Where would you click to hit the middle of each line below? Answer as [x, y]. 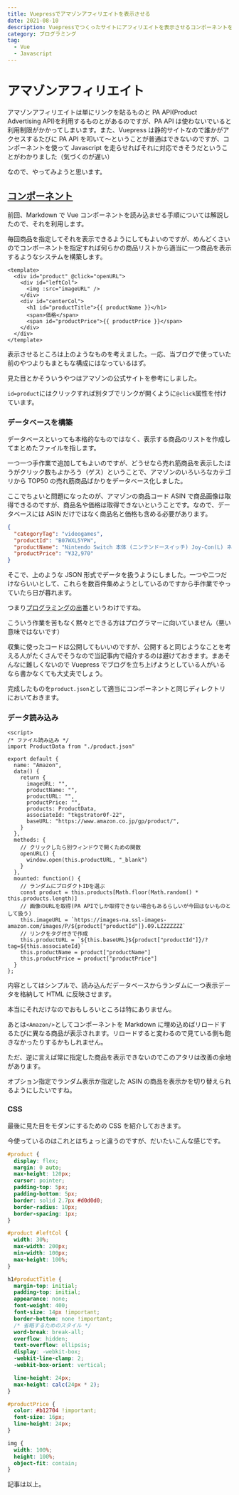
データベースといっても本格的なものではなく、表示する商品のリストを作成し [119, 439]
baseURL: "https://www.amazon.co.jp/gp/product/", [103, 822]
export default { [33, 759]
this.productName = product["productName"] [86, 953]
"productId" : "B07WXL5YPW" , [55, 540]
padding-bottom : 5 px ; [46, 1194]
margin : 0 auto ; [38, 1168]
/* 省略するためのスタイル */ [53, 1325]
